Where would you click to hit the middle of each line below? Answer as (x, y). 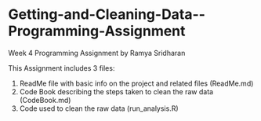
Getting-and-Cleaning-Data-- (107, 15)
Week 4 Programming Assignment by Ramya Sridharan (97, 53)
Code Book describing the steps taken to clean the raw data (116, 91)
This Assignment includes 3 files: (62, 68)
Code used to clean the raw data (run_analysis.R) (99, 108)
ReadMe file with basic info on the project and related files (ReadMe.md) (136, 83)
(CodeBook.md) (45, 100)
